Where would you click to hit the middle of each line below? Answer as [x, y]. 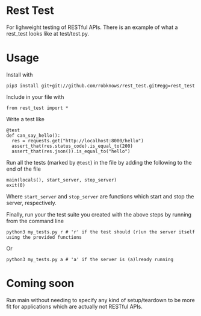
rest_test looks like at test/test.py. [48, 33]
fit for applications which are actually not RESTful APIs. [74, 306]
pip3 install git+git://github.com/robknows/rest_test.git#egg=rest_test [101, 86]
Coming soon [40, 283]
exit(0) [16, 185]
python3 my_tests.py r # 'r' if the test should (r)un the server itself [101, 232]
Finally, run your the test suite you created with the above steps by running [99, 214]
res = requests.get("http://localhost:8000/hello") [78, 141]
